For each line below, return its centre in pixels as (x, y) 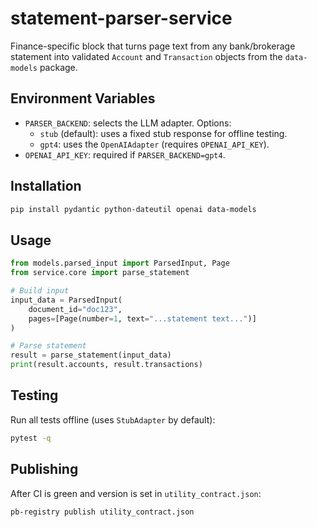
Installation (46, 186)
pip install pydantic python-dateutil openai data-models (133, 209)
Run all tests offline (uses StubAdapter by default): (113, 419)
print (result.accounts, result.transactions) (106, 365)
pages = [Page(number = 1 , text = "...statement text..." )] (142, 318)
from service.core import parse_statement (100, 273)
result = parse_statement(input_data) (91, 355)
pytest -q (31, 438)
